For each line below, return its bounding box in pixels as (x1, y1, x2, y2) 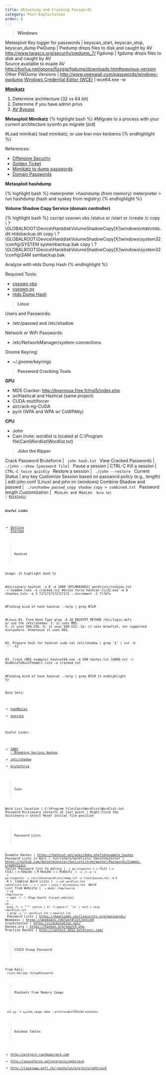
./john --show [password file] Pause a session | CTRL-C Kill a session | (5, 463, 157, 469)
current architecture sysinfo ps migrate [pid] (5, 121, 96, 127)
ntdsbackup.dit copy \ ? (11, 231, 60, 237)
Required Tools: (5, 271, 37, 277)
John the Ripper (17, 448, 51, 454)
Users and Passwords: (5, 311, 51, 317)
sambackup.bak (32, 252, 65, 258)
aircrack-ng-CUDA (12, 403, 51, 410)
